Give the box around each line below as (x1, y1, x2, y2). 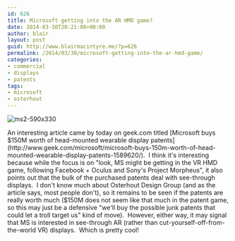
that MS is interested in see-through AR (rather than (7, 218, 158, 226)
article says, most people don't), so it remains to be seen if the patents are (7, 188, 224, 197)
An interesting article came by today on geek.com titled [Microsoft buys (7, 128, 216, 137)
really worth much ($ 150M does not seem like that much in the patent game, (7, 196, 229, 204)
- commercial (7, 63, 46, 70)
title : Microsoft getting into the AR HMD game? (7, 17, 153, 24)
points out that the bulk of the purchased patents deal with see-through (7, 173, 215, 182)
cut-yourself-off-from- (159, 218, 225, 226)
